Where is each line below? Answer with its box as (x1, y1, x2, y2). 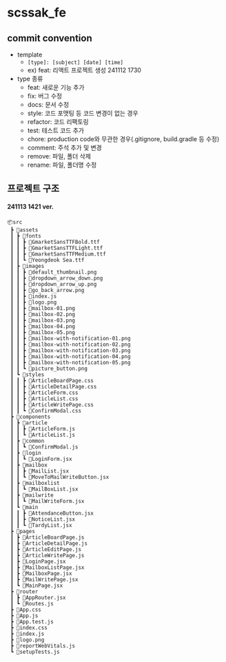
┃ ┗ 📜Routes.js (10, 600, 54, 607)
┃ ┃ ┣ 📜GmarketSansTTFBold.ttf (10, 238, 100, 245)
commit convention (7, 32, 92, 44)
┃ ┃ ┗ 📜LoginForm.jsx (10, 455, 72, 462)
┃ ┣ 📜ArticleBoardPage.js (10, 534, 85, 541)
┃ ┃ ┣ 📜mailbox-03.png (10, 317, 76, 324)
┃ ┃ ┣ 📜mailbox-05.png (10, 329, 76, 335)
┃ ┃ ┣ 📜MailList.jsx (10, 467, 70, 475)
